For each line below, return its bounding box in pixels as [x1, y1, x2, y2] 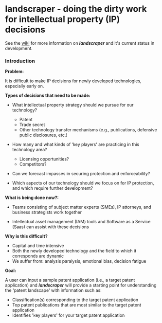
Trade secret [19, 122, 45, 127]
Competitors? [19, 161, 47, 167]
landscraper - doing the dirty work [5, 3, 147, 15]
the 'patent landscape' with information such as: [5, 287, 102, 293]
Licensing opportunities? [19, 156, 69, 162]
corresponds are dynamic [12, 253, 64, 259]
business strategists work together [12, 209, 82, 215]
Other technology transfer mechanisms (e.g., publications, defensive [19, 127, 157, 133]
